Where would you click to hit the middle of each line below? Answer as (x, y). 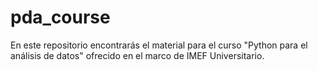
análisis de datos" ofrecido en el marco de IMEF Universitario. (137, 55)
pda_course (60, 17)
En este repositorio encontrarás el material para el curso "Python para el (159, 45)
